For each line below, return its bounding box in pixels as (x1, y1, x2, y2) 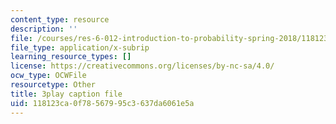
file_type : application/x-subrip (10, 42, 150, 53)
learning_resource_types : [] (10, 52, 132, 62)
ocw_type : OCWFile (10, 71, 87, 81)
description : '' (10, 24, 78, 34)
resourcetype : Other (10, 80, 97, 90)
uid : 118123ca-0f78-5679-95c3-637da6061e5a (10, 98, 195, 108)
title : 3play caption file (10, 89, 123, 99)
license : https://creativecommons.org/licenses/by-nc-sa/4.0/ (10, 61, 275, 71)
